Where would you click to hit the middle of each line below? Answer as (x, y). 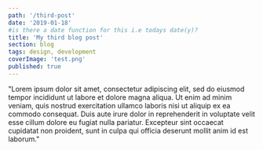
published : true (35, 67)
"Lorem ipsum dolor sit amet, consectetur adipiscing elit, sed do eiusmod (126, 89)
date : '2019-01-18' (40, 23)
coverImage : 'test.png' (47, 60)
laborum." (24, 139)
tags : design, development (52, 52)
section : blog (31, 45)
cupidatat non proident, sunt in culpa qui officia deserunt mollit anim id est (128, 130)
